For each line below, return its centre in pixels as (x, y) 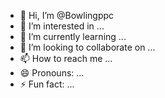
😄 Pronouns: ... (52, 73)
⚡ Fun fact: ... (47, 84)
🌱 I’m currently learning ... (73, 36)
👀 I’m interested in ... (62, 26)
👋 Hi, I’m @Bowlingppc (67, 15)
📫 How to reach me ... (66, 58)
